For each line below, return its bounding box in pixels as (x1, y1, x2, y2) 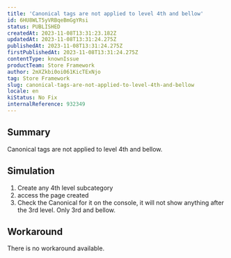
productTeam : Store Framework (7, 62, 95, 69)
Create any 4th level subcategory (17, 184, 113, 192)
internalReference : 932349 (7, 101, 86, 108)
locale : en (7, 88, 39, 95)
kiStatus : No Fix (7, 95, 58, 102)
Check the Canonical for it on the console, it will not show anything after (17, 198, 224, 207)
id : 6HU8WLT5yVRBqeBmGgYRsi (7, 17, 89, 24)
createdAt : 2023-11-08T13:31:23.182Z (7, 29, 117, 37)
